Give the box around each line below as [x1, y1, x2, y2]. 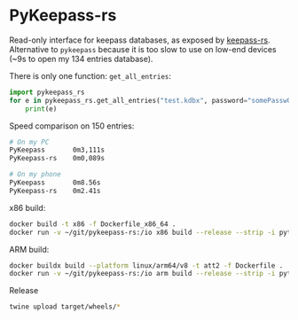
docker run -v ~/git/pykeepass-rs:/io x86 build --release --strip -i [9, 228, 276, 237]
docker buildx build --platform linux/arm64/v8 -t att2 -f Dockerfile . [9, 261, 284, 270]
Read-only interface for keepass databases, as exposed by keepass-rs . [9, 35, 271, 45]
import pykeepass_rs [9, 88, 86, 97]
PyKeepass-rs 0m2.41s [9, 186, 101, 195]
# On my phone [9, 170, 62, 179]
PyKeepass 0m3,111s [9, 145, 105, 155]
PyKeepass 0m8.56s [9, 178, 101, 187]
